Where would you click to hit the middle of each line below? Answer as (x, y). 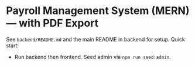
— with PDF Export (52, 23)
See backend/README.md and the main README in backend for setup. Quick (96, 39)
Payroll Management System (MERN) (98, 11)
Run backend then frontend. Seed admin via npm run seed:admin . (93, 57)
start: (13, 46)
